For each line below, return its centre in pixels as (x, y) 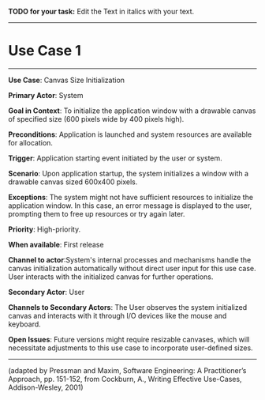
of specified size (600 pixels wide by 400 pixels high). (96, 119)
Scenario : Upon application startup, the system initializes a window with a (129, 173)
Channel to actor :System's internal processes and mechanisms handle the (130, 259)
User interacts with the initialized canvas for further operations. (111, 277)
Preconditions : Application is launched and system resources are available (130, 134)
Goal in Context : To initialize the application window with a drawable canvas (132, 111)
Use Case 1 (45, 51)
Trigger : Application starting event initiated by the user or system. (115, 158)
